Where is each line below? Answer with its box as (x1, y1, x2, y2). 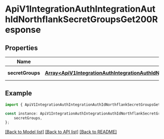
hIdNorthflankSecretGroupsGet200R (5, 14, 158, 25)
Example (5, 89, 32, 97)
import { (5, 102, 23, 107)
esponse (5, 24, 41, 35)
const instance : (5, 111, 38, 116)
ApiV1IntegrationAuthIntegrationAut (5, 3, 156, 15)
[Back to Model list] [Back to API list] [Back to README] (5, 129, 117, 135)
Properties (5, 44, 38, 52)
